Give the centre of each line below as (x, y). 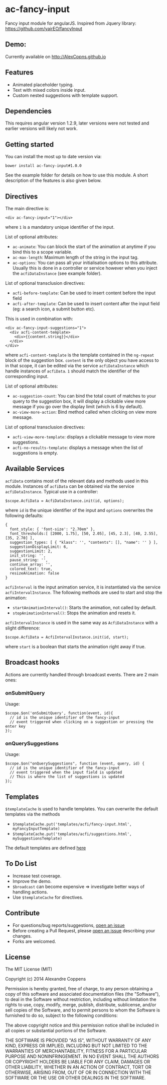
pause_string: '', (29, 560)
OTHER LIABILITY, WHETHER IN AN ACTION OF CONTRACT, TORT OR (78, 1067)
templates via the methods (33, 814)
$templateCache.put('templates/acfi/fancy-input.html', (72, 824)
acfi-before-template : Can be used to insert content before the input (84, 293)
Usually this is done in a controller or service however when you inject (85, 268)
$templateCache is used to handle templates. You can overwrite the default (82, 809)
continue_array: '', (31, 564)
